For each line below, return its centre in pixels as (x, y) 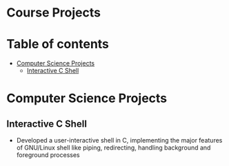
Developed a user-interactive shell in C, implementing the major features (119, 141)
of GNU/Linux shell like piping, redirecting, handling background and (113, 148)
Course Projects (54, 13)
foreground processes (48, 155)
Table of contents (58, 44)
